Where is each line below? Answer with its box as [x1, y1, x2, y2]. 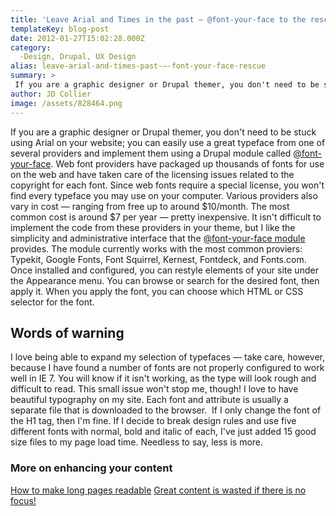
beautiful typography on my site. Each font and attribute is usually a [10, 394, 289, 406]
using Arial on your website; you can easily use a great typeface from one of [10, 136, 326, 148]
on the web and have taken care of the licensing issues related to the [10, 168, 295, 180]
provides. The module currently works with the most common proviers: [10, 242, 303, 255]
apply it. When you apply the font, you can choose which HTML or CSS [10, 285, 304, 297]
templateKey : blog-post [10, 24, 110, 34]
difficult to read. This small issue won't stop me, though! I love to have [10, 383, 299, 395]
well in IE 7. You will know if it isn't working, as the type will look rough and [10, 372, 317, 385]
